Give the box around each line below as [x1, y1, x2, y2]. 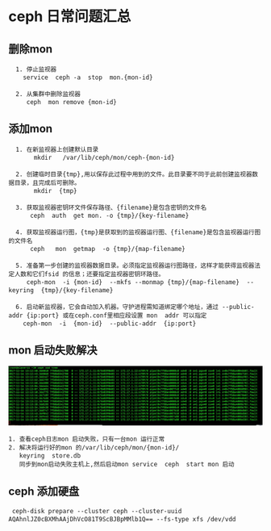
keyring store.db [19, 452, 81, 460]
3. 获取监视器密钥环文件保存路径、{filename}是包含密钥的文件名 [15, 203, 207, 211]
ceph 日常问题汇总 [8, 7, 131, 26]
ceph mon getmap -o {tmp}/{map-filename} [29, 245, 186, 253]
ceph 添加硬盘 [8, 484, 80, 498]
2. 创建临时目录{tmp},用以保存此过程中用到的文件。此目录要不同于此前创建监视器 [15, 170, 252, 178]
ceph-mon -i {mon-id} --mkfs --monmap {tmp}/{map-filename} [26, 278, 240, 286]
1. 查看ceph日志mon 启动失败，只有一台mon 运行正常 [8, 435, 165, 444]
